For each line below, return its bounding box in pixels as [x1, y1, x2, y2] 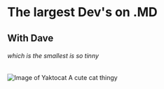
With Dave [7, 32, 54, 44]
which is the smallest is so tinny [7, 52, 100, 60]
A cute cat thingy [68, 73, 118, 81]
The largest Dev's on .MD [7, 4, 158, 20]
